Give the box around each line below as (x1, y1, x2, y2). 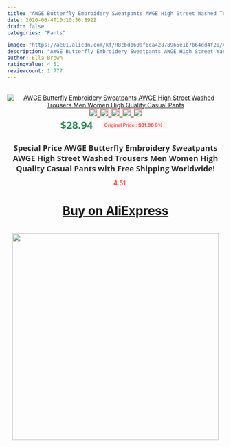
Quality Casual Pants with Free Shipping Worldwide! (16, 163, 215, 174)
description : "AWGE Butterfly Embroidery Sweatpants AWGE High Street (7, 48, 214, 55)
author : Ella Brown (7, 54, 63, 62)
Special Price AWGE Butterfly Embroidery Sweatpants (13, 142, 218, 154)
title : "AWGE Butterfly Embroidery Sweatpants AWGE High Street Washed (7, 10, 217, 17)
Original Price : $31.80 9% (104, 121, 163, 128)
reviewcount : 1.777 (7, 67, 63, 74)
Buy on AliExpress (62, 203, 169, 219)
